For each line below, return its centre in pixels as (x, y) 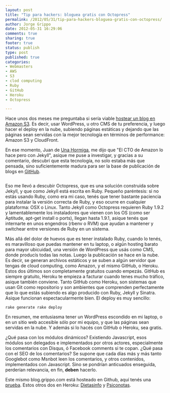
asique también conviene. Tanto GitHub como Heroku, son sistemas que (81, 282)
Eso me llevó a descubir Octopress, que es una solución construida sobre (82, 186)
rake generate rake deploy (34, 308)
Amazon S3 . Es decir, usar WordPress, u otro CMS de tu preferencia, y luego (85, 124)
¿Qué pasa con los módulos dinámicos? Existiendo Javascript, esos (76, 338)
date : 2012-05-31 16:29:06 (34, 29)
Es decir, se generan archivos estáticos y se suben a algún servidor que (80, 260)
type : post (17, 52)
